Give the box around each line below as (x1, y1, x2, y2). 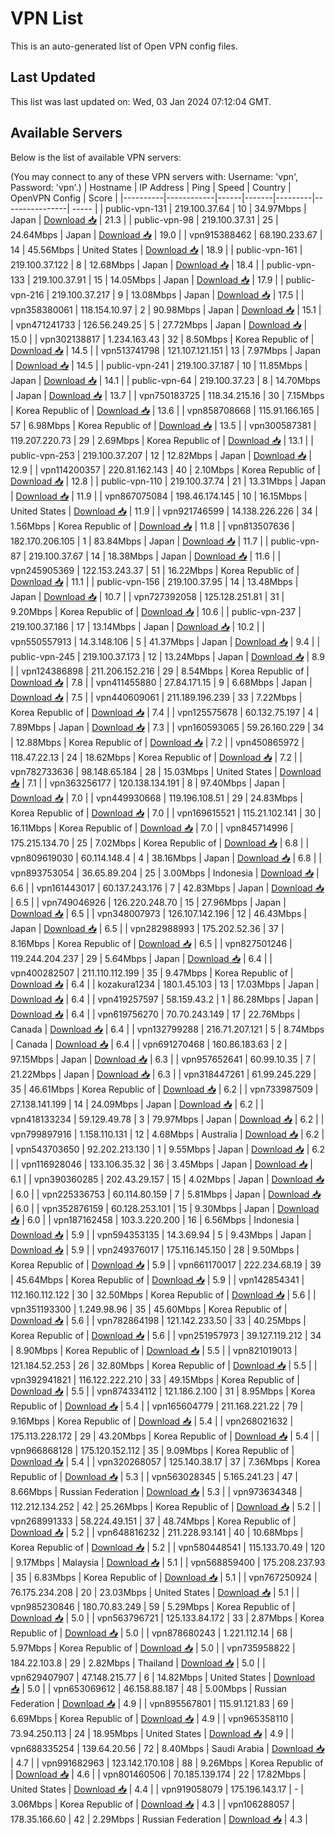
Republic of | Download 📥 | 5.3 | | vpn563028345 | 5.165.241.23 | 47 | (10, 1470, 298, 1482)
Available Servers (10, 125, 123, 142)
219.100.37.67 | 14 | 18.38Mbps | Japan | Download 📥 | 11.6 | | (28, 550, 282, 562)
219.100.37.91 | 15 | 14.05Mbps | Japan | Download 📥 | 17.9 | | (32, 273, 284, 286)
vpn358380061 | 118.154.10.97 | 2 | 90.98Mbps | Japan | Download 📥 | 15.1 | (10, 303, 322, 316)
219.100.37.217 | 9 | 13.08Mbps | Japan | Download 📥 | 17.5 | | (51, 288, 305, 301)
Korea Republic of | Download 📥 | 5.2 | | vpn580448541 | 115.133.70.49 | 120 (10, 1541, 326, 1553)
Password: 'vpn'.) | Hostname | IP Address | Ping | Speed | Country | (10, 181, 292, 193)
